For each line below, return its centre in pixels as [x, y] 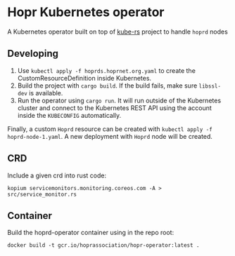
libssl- [210, 86]
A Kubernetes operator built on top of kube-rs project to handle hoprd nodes [118, 32]
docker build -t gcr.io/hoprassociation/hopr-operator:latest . [103, 245]
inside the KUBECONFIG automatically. [69, 115]
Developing [33, 54]
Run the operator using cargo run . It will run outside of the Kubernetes [119, 100]
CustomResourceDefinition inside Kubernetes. [84, 78]
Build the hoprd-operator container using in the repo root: [91, 233]
